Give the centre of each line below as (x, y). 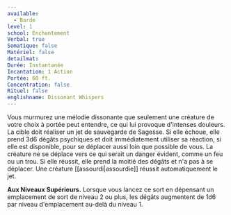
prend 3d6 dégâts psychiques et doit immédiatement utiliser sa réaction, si (114, 139)
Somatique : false (32, 46)
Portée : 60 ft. (29, 78)
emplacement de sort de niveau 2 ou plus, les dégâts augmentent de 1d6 (112, 197)
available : (23, 14)
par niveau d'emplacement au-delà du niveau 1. (75, 204)
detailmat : (23, 59)
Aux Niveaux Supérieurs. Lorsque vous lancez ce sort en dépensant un (111, 189)
